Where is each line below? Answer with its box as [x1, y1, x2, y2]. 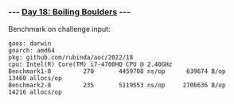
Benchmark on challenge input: [8, 25, 111, 34]
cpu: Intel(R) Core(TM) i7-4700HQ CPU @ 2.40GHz [8, 60, 173, 69]
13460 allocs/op [8, 75, 62, 83]
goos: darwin [8, 40, 52, 48]
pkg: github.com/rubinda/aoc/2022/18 [8, 54, 134, 62]
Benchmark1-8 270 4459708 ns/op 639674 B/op [8, 67, 226, 75]
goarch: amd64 [8, 47, 56, 55]
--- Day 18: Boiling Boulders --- [8, 6, 131, 17]
